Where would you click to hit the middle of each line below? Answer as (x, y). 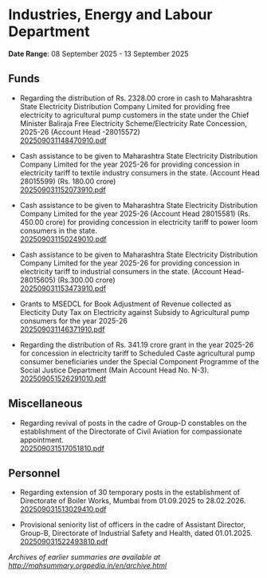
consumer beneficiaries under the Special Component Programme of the (139, 361)
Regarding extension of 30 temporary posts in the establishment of (130, 493)
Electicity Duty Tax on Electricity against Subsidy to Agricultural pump (134, 312)
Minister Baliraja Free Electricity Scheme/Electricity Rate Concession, (133, 123)
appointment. (41, 439)
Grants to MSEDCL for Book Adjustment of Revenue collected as (126, 304)
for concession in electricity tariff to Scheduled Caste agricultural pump (137, 353)
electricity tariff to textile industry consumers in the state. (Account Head (139, 172)
